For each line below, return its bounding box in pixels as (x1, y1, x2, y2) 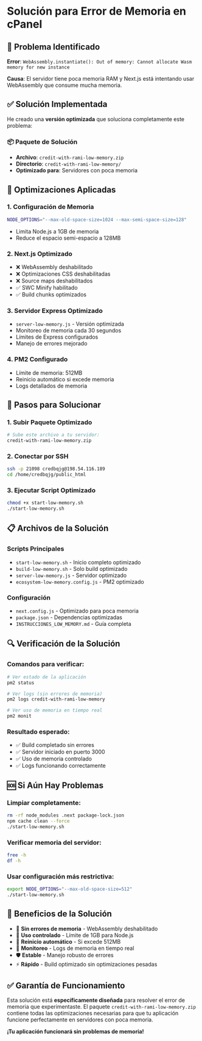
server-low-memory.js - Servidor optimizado (15, 572, 127, 579)
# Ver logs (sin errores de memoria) (7, 691, 103, 697)
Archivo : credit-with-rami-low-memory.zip (15, 154, 124, 161)
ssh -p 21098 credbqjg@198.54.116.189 (7, 466, 105, 472)
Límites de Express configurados (15, 333, 99, 340)
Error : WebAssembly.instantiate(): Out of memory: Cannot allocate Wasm (7, 58, 192, 65)
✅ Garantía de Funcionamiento (7, 980, 125, 991)
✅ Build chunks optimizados (15, 290, 87, 298)
